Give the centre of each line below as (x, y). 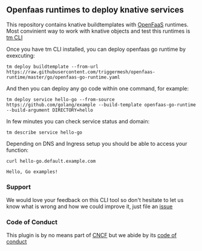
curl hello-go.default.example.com (51, 161)
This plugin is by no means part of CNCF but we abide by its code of (92, 235)
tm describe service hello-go (44, 132)
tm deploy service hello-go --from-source (60, 99)
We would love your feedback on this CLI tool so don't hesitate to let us (95, 200)
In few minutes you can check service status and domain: (78, 121)
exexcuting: (21, 55)
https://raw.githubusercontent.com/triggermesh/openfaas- (81, 72)
